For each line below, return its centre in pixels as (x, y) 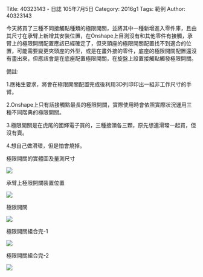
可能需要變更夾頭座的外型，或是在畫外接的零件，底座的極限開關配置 (101, 51)
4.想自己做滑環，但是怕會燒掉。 (46, 145)
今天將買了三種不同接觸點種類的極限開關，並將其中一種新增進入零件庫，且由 (101, 28)
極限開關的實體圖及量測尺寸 (41, 159)
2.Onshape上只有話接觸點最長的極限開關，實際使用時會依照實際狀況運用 (97, 105)
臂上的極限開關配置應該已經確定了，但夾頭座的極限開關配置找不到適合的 (96, 43)
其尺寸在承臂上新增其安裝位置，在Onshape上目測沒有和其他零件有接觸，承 (100, 36)
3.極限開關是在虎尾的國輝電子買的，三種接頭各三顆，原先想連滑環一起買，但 (101, 125)
